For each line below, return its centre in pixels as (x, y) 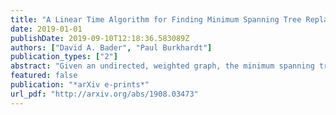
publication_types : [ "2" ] (64, 57)
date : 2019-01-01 (46, 29)
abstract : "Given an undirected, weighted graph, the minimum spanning (162, 66)
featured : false (44, 76)
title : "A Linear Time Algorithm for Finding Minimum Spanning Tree (156, 19)
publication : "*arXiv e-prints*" (80, 85)
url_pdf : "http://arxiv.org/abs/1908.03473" (104, 94)
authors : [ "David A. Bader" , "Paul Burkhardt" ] (111, 47)
